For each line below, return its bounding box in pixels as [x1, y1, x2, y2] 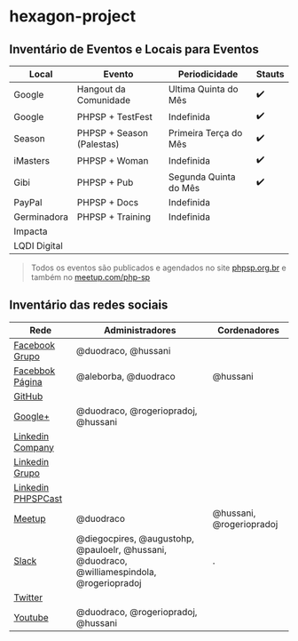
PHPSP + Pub [76, 176, 134, 188]
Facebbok [13, 365, 56, 377]
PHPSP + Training [76, 211, 151, 223]
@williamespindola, [75, 565, 157, 578]
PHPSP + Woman [76, 154, 149, 166]
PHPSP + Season [76, 127, 149, 139]
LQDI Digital [13, 240, 64, 252]
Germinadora [13, 211, 69, 223]
